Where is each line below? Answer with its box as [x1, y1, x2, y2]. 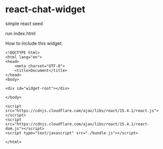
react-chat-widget [5, 4, 86, 15]
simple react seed [5, 20, 43, 27]
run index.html [5, 30, 36, 36]
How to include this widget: [5, 40, 63, 46]
